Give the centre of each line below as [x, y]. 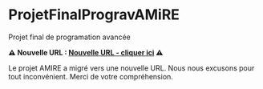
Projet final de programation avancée [69, 37]
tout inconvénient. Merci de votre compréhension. [91, 76]
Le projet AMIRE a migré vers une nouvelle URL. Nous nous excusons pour [131, 68]
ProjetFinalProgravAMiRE [94, 15]
